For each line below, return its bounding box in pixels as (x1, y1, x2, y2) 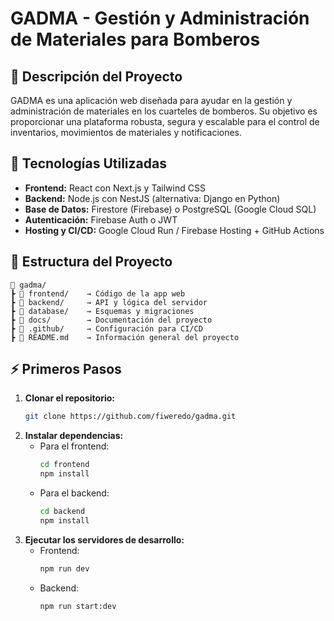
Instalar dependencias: (24, 430, 124, 442)
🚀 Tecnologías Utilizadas (10, 155, 167, 172)
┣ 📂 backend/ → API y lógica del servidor (10, 297, 208, 307)
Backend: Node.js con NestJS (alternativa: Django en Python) (24, 192, 281, 204)
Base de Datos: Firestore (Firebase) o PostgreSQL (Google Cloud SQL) (24, 203, 317, 215)
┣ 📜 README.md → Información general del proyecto (10, 332, 240, 342)
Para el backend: (39, 487, 110, 499)
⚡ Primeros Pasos (10, 361, 122, 378)
